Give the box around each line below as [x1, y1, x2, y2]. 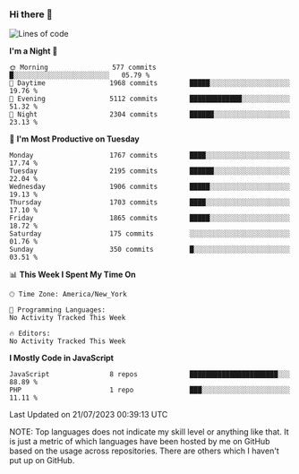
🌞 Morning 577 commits [9, 63, 157, 73]
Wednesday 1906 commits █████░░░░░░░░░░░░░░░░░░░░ [9, 183, 291, 192]
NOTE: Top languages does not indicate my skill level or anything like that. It [9, 427, 289, 437]
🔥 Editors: [9, 329, 51, 339]
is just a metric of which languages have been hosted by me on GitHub [9, 436, 270, 447]
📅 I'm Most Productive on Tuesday [9, 134, 141, 144]
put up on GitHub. [9, 455, 75, 466]
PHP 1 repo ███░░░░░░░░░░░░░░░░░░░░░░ [9, 385, 291, 395]
